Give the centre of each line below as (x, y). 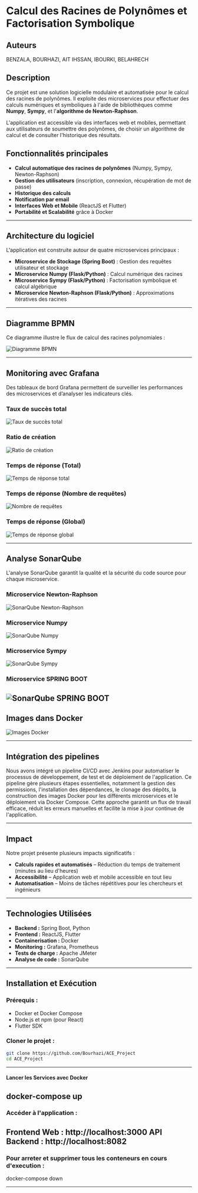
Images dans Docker (45, 718)
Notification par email (42, 199)
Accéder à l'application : (42, 1113)
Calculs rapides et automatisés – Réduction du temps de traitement (98, 864)
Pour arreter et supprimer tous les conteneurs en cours (87, 1158)
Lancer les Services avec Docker (47, 1078)
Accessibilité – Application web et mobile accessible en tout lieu (93, 877)
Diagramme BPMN (40, 323)
